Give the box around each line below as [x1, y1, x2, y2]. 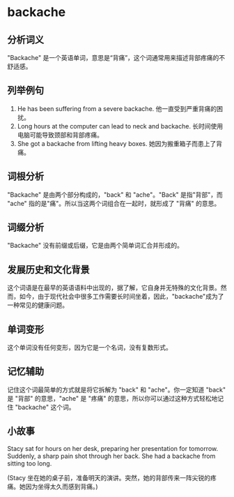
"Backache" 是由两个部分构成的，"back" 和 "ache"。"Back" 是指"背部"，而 [7, 190, 223, 199]
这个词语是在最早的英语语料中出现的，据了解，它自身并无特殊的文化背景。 [7, 283, 221, 292]
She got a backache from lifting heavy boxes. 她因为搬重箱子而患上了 [17, 139, 217, 147]
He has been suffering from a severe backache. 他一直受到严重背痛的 [17, 104, 217, 112]
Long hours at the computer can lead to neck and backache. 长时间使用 [17, 121, 224, 130]
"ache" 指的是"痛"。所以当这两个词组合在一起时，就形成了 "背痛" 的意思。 [7, 199, 221, 207]
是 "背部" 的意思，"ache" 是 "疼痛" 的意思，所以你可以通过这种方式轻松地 [7, 394, 218, 402]
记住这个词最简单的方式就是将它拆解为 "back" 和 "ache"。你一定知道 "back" [7, 385, 226, 394]
